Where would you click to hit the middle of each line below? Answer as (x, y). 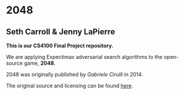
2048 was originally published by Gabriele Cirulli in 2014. (74, 74)
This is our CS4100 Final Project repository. (60, 45)
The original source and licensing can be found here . (70, 86)
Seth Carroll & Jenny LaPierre (61, 32)
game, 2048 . (40, 63)
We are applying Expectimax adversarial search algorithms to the (84, 57)
